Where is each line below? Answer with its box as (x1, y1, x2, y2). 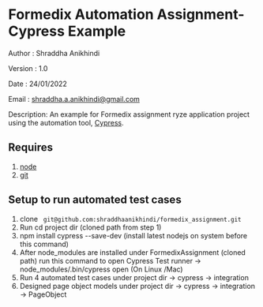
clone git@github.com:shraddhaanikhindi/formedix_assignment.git (19, 214, 242, 223)
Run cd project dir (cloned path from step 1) (19, 223, 162, 232)
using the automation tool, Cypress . (8, 118, 124, 127)
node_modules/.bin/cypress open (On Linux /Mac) (19, 264, 183, 274)
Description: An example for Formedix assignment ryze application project (8, 109, 250, 119)
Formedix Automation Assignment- (8, 6, 245, 24)
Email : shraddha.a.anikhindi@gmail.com (8, 94, 141, 103)
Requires (8, 140, 54, 155)
